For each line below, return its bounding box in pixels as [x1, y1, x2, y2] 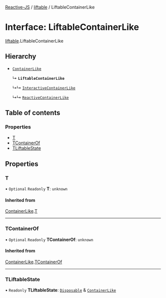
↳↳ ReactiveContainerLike [12, 94, 69, 100]
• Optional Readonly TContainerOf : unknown [5, 237, 94, 242]
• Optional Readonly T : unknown [5, 186, 68, 192]
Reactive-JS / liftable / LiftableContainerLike [5, 4, 95, 10]
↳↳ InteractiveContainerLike [12, 84, 76, 91]
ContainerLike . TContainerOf [5, 259, 63, 265]
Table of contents [5, 109, 60, 117]
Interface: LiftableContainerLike [5, 22, 139, 33]
